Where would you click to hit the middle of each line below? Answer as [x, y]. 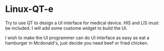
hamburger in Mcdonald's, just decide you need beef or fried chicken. [77, 43]
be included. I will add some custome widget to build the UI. [66, 28]
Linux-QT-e [29, 9]
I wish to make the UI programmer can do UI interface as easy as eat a [77, 38]
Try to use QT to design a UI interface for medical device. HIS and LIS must [82, 23]
